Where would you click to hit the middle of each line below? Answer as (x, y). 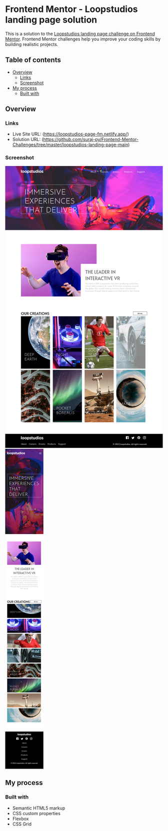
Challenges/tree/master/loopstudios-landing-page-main (70, 145)
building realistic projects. (32, 44)
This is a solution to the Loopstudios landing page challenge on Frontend (80, 33)
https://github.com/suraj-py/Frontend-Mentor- (91, 139)
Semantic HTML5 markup (39, 808)
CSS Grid (22, 824)
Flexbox (20, 818)
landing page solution (51, 20)
